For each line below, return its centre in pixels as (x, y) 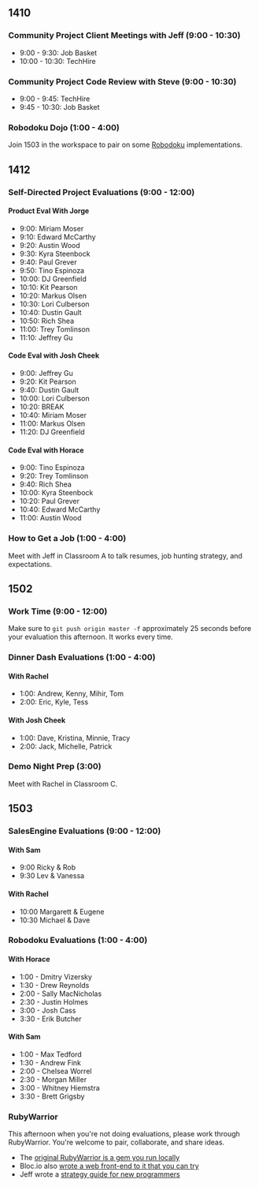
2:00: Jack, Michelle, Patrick (66, 746)
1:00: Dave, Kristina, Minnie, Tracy (75, 738)
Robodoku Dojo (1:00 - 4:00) (64, 127)
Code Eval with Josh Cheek (54, 355)
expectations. (30, 564)
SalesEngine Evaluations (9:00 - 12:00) (85, 831)
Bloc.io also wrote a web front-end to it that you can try (109, 1166)
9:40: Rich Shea (46, 484)
